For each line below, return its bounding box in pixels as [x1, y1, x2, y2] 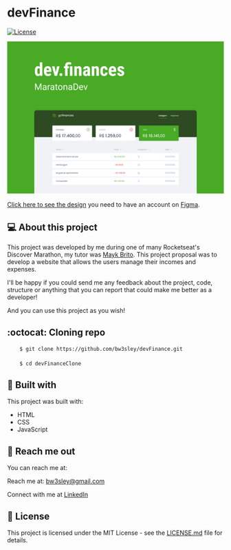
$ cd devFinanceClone [19, 360, 81, 367]
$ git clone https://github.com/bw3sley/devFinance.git [19, 345, 184, 352]
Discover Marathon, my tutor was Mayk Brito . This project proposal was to [7, 250, 218, 259]
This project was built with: [7, 398, 84, 406]
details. [7, 536, 28, 544]
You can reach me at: [7, 464, 67, 472]
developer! [7, 293, 38, 301]
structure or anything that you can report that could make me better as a [7, 286, 212, 294]
